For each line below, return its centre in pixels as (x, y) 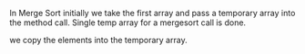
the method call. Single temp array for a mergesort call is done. (128, 22)
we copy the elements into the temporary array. (99, 40)
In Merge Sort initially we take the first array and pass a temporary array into (152, 13)
